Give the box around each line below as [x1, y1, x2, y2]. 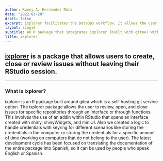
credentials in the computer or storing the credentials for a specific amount [5, 129, 155, 135]
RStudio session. [5, 68, 57, 76]
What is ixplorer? [5, 88, 46, 94]
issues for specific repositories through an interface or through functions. [5, 109, 152, 115]
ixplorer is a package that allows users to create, [5, 52, 155, 61]
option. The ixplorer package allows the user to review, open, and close [5, 104, 148, 109]
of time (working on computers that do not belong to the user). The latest [5, 135, 151, 141]
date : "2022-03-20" [5, 12, 45, 17]
